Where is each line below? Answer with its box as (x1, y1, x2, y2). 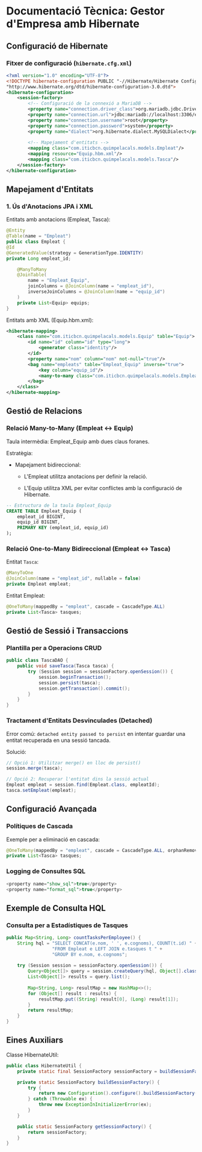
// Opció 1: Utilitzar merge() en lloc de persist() (6, 759, 141, 766)
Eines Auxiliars (6, 1035, 64, 1046)
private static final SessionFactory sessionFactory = (17, 1068, 158, 1074)
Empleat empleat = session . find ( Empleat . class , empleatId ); (6, 782, 161, 788)
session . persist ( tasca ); (38, 679, 101, 686)
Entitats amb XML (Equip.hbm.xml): (6, 316, 94, 323)
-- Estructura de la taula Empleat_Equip (6, 502, 112, 509)
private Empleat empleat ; (6, 581, 71, 587)
